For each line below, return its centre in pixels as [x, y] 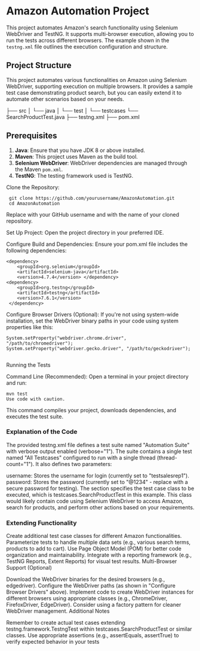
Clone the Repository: [33, 187]
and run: [16, 383]
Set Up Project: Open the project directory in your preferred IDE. [85, 232]
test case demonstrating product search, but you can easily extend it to [94, 92]
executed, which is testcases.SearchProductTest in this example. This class [99, 494]
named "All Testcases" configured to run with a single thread [81, 457]
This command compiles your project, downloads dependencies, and [91, 410]
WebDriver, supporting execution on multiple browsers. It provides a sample [99, 86]
